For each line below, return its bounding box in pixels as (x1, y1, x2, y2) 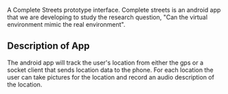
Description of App (7, 40, 91, 52)
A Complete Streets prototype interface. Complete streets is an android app (7, 6, 221, 14)
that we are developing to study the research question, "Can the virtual (7, 13, 208, 21)
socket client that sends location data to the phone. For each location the (7, 65, 214, 74)
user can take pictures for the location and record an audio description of (7, 73, 215, 81)
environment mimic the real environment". (7, 21, 126, 28)
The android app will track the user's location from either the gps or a (7, 58, 204, 67)
